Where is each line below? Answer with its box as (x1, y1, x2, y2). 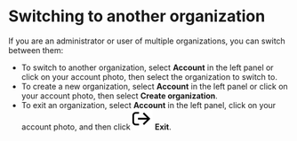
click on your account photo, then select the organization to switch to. (20, 71, 277, 82)
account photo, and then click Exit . (20, 121, 172, 132)
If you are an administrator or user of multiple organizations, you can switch (8, 35, 285, 46)
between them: (8, 44, 64, 55)
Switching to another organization (8, 6, 266, 27)
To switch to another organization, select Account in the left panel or (20, 62, 274, 73)
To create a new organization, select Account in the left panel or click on (20, 81, 288, 91)
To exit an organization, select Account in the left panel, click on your (20, 99, 277, 110)
